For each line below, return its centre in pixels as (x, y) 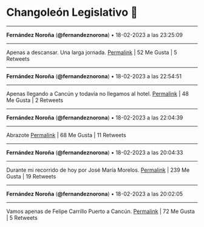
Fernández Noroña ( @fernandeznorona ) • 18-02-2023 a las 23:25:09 (95, 35)
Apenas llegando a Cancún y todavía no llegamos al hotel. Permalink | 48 (98, 93)
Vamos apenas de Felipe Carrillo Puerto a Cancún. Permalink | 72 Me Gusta (101, 211)
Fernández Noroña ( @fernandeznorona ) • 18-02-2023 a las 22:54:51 (94, 76)
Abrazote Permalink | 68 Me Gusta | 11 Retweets (66, 135)
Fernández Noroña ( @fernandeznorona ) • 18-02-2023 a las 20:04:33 (95, 152)
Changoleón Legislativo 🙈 (72, 12)
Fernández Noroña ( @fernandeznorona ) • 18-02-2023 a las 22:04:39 (95, 117)
